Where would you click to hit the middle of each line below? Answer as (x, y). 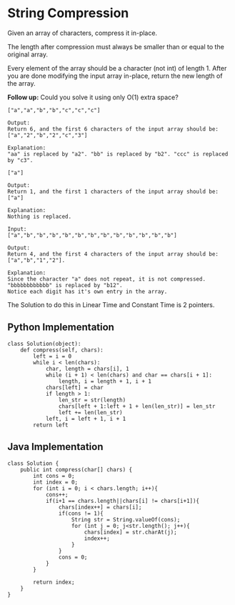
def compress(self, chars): (62, 350)
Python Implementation (61, 327)
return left (51, 425)
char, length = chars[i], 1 (87, 369)
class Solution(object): (44, 344)
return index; (54, 582)
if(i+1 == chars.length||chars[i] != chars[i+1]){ (122, 501)
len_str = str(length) (92, 400)
